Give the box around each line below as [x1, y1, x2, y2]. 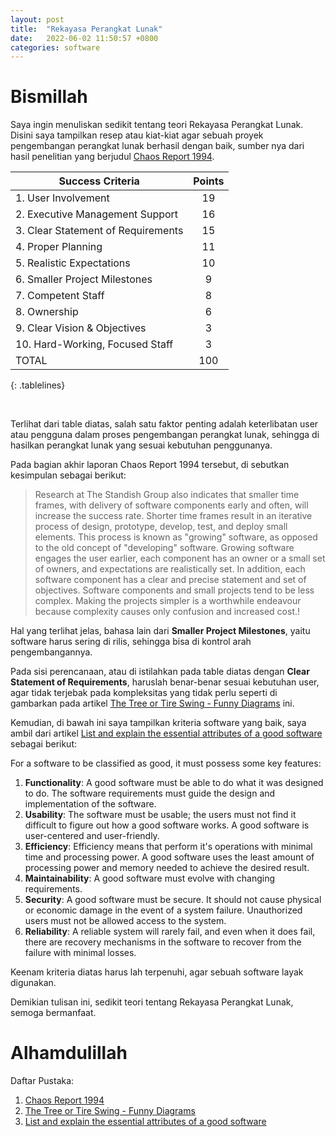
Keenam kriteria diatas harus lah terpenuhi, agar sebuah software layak [10, 966, 304, 978]
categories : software [10, 42, 101, 53]
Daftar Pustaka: [10, 1075, 75, 1087]
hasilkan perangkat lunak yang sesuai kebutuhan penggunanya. [10, 439, 273, 451]
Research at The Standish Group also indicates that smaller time [34, 489, 300, 501]
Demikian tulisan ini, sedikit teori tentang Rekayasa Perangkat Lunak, [10, 996, 294, 1008]
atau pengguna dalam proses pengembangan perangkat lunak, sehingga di [10, 429, 320, 441]
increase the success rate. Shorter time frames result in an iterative [34, 510, 313, 522]
